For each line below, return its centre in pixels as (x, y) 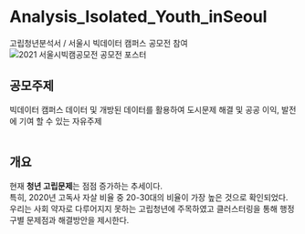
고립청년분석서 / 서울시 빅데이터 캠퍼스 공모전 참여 (99, 43)
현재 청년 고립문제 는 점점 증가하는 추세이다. (86, 186)
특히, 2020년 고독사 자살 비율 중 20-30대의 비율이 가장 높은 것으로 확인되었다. (149, 197)
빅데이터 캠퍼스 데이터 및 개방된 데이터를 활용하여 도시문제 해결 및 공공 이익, (145, 109)
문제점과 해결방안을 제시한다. (78, 219)
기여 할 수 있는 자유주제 (60, 121)
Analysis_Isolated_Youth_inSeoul (138, 17)
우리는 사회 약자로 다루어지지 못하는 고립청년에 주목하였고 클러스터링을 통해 (144, 209)
